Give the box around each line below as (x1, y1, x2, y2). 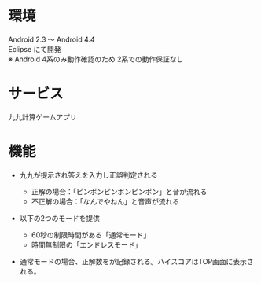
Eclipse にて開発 (8, 44, 61, 53)
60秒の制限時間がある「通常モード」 (31, 230, 151, 240)
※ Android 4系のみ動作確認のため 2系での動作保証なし (8, 54, 184, 64)
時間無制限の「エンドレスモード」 (31, 240, 142, 249)
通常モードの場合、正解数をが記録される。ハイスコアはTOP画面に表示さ (19, 256, 254, 266)
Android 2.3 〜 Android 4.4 (8, 35, 96, 44)
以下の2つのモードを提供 (19, 213, 101, 222)
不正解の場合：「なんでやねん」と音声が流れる (31, 197, 179, 206)
